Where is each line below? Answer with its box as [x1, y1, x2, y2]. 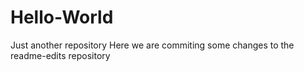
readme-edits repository [10, 49, 111, 61]
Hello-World [10, 6, 114, 29]
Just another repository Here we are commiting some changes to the [10, 39, 295, 51]
